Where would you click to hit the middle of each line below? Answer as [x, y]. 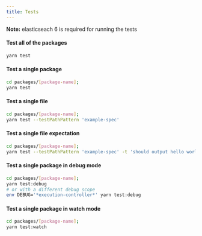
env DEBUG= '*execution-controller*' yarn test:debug [74, 195]
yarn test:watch [26, 227]
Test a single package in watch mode [54, 208]
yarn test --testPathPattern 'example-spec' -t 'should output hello [95, 151]
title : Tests [23, 12]
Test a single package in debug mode [54, 165]
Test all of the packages [37, 43]
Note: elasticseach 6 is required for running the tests [72, 29]
